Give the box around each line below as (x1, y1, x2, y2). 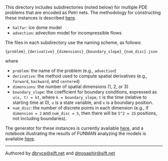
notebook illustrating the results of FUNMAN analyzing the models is (5, 130, 146, 136)
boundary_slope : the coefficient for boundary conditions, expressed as (12, 89, 157, 94)
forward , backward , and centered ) (12, 78, 80, 84)
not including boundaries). (12, 115, 67, 121)
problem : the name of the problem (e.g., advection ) (12, 67, 116, 73)
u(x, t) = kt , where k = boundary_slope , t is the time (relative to (12, 94, 147, 100)
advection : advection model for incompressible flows (12, 30, 122, 35)
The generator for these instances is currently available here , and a (5, 125, 143, 131)
